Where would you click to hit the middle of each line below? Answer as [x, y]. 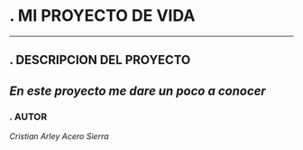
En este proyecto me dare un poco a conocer [138, 91]
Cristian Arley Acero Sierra [60, 136]
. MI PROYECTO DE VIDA [102, 16]
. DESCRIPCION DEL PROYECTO [100, 60]
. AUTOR [28, 117]
